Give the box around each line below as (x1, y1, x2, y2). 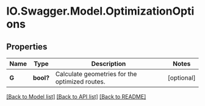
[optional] (167, 74, 196, 82)
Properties (6, 41, 48, 52)
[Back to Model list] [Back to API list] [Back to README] (6, 93, 146, 100)
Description (91, 60, 126, 68)
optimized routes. (55, 77, 106, 86)
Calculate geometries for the (55, 70, 137, 78)
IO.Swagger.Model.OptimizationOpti (6, 4, 195, 18)
